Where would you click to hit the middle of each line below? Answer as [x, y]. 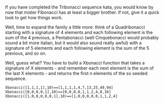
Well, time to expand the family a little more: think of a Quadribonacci [75, 27]
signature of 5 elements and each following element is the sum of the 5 [77, 48]
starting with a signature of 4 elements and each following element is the [79, 32]
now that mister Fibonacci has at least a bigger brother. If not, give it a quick [82, 12]
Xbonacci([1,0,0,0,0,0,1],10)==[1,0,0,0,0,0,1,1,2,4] [62, 96]
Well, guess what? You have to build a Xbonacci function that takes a [75, 63]
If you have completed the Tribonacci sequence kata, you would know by [79, 7]
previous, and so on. [26, 53]
